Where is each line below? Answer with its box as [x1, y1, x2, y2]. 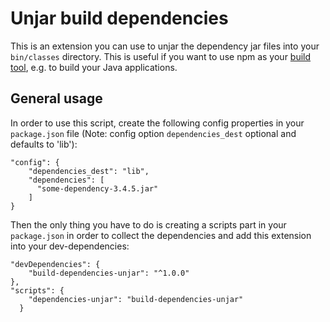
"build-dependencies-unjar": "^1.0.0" [28, 268, 190, 278]
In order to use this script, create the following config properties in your [10, 117, 305, 129]
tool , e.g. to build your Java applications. [10, 61, 178, 73]
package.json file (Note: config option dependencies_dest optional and [10, 127, 297, 139]
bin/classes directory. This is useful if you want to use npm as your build [10, 50, 312, 62]
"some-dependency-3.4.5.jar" [36, 183, 159, 194]
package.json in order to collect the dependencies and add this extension [10, 229, 312, 241]
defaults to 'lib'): [10, 138, 78, 150]
